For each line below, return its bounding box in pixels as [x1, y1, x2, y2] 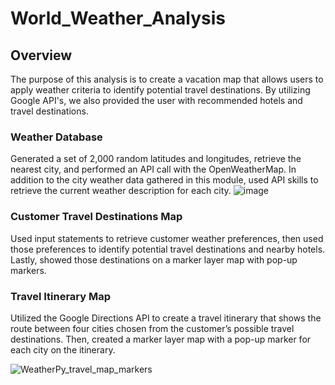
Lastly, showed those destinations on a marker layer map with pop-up [10, 253, 298, 266]
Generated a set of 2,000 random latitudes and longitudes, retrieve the [10, 153, 302, 165]
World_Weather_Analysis [10, 7, 227, 30]
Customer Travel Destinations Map [10, 210, 183, 224]
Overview [10, 47, 73, 64]
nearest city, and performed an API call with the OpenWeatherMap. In [10, 163, 297, 176]
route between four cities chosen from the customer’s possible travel [10, 322, 295, 334]
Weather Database [10, 130, 103, 144]
